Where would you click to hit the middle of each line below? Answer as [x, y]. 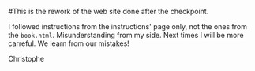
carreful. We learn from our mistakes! [69, 43]
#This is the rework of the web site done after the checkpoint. [109, 11]
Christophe [26, 59]
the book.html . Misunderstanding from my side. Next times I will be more [126, 35]
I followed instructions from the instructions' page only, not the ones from [127, 26]
